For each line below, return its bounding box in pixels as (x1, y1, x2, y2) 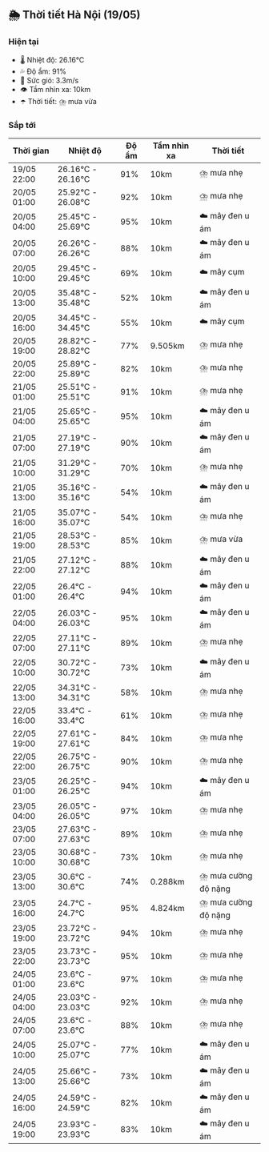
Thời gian (12, 145, 50, 156)
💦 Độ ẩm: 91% (19, 66, 66, 76)
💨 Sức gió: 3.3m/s (19, 75, 79, 85)
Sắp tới (8, 119, 36, 130)
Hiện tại (8, 36, 39, 47)
